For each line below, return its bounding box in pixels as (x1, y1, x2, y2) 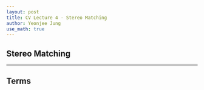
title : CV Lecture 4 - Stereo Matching (6, 15, 107, 21)
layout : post (6, 9, 39, 15)
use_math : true (6, 26, 45, 32)
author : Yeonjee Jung (6, 20, 61, 26)
